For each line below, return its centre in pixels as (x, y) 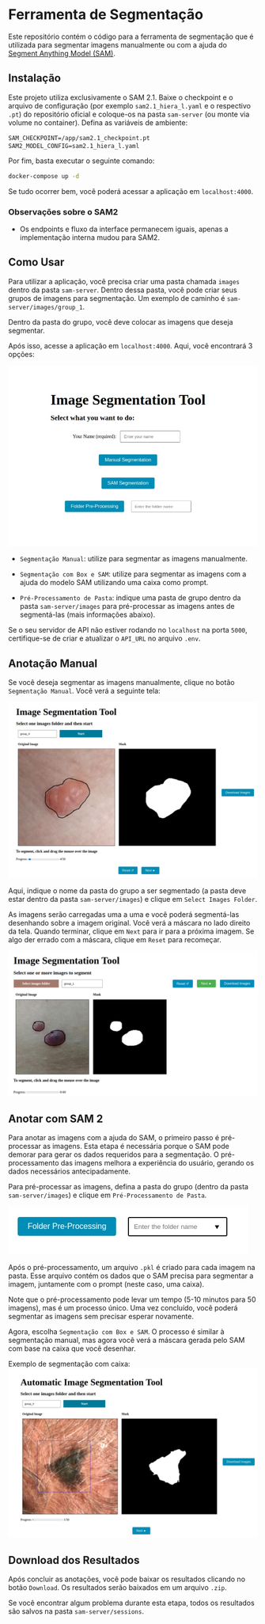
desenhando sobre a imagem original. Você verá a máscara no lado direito (129, 922)
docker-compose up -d (44, 176)
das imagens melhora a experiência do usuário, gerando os (157, 1163)
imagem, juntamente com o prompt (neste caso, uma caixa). (106, 1284)
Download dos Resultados (74, 1560)
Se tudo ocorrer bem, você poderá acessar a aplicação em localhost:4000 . (131, 191)
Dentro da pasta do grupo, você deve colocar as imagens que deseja (121, 321)
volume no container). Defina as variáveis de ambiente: (98, 122)
